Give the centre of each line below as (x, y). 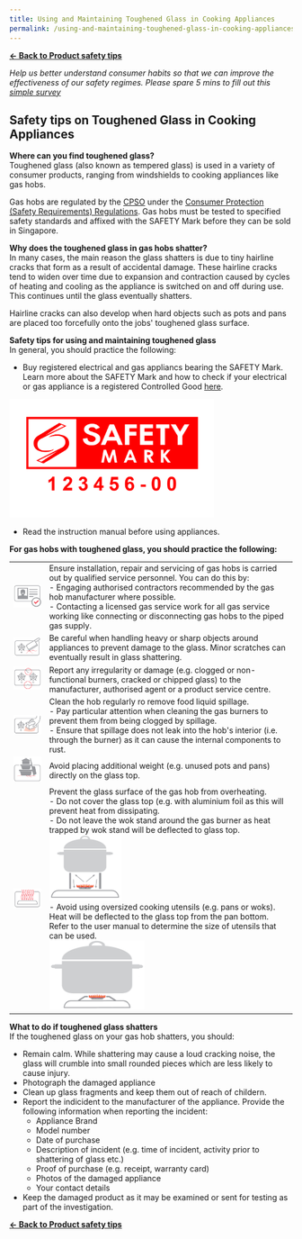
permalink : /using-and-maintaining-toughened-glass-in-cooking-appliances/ (154, 28)
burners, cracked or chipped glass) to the (165, 679)
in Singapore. (34, 231)
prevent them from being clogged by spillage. (133, 720)
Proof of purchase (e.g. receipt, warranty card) (122, 1168)
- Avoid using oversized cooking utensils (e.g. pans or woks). (162, 907)
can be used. (73, 936)
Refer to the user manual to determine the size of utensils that (163, 927)
